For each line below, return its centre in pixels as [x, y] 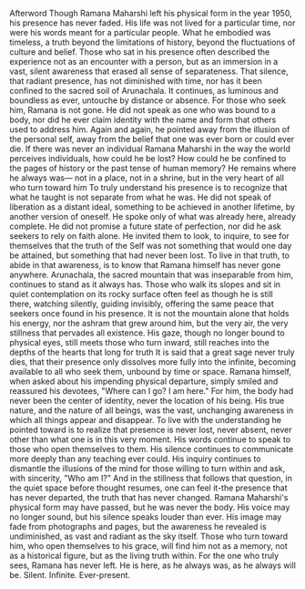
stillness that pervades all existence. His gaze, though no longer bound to [147, 333]
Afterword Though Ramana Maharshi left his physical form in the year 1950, [151, 13]
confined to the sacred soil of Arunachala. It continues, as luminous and [144, 91]
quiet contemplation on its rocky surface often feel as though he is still [141, 294]
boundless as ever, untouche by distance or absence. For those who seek [148, 100]
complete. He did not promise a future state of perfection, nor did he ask [146, 226]
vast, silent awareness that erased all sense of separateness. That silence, [149, 71]
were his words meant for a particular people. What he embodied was [140, 32]
